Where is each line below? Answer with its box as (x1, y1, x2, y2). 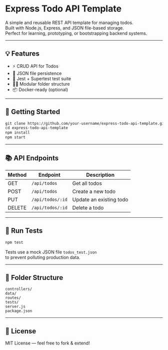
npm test (5, 240, 23, 245)
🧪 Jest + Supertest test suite (12, 76, 71, 82)
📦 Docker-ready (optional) (12, 86, 68, 93)
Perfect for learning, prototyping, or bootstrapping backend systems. (5, 30, 147, 36)
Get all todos (72, 180, 102, 187)
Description (85, 171, 115, 178)
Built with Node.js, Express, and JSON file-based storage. (5, 25, 124, 31)
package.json (5, 308, 32, 313)
